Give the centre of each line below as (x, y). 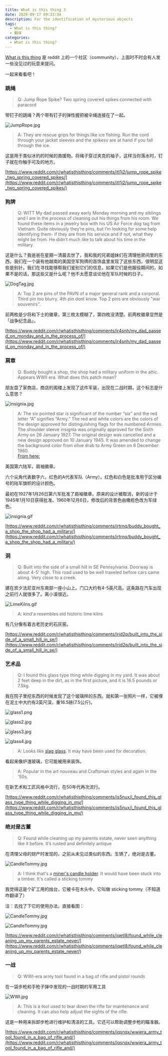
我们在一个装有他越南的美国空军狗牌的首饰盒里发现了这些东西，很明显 (86, 261)
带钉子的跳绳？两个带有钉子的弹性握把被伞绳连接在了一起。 (66, 115)
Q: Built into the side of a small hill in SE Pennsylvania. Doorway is (85, 567)
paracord (27, 105)
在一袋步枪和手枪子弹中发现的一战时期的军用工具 (55, 986)
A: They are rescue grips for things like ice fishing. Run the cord (83, 135)
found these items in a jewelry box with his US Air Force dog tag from (89, 223)
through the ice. (34, 145)
